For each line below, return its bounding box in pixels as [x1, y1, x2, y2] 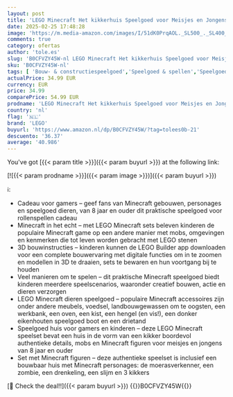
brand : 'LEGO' [7, 119, 49, 127]
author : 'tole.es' [7, 49, 60, 56]
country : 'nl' [7, 107, 49, 114]
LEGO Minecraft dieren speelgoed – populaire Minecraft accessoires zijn [17, 295, 225, 303]
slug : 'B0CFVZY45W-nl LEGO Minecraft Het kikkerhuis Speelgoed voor [7, 55, 209, 62]
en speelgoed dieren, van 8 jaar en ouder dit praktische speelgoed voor [17, 206, 223, 215]
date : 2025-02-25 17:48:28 [7, 23, 85, 30]
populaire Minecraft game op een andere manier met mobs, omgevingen [17, 229, 225, 237]
